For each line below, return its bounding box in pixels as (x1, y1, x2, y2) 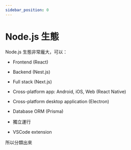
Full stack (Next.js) (12, 78, 53, 84)
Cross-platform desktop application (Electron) (12, 98, 110, 104)
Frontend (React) (12, 59, 48, 65)
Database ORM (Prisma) (12, 108, 64, 114)
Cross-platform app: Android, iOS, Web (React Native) (12, 88, 126, 95)
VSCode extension (12, 129, 52, 135)
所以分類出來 (5, 139, 32, 145)
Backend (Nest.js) (12, 69, 50, 75)
